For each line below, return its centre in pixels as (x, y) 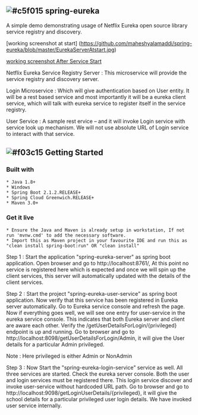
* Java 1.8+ (21, 182)
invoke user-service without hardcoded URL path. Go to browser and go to (98, 386)
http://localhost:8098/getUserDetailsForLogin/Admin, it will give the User (95, 338)
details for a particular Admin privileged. (55, 344)
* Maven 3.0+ (22, 203)
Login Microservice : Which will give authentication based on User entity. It (98, 91)
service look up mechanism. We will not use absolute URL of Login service (98, 127)
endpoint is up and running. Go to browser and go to (70, 332)
